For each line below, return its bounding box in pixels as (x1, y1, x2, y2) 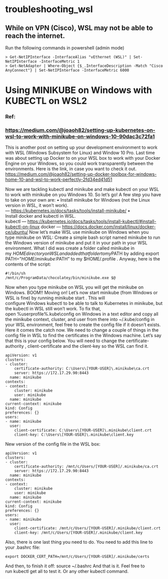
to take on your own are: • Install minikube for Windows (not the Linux (5, 197, 150, 203)
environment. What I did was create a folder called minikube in (5, 245, 135, 251)
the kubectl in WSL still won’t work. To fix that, (5, 306, 102, 312)
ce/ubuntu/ (5, 229, 29, 235)
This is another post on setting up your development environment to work (5, 145, 157, 151)
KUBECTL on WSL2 (5, 95, 87, 107)
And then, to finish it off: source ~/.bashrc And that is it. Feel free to (5, 563, 145, 569)
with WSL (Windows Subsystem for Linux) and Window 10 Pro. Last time (5, 150, 155, 156)
